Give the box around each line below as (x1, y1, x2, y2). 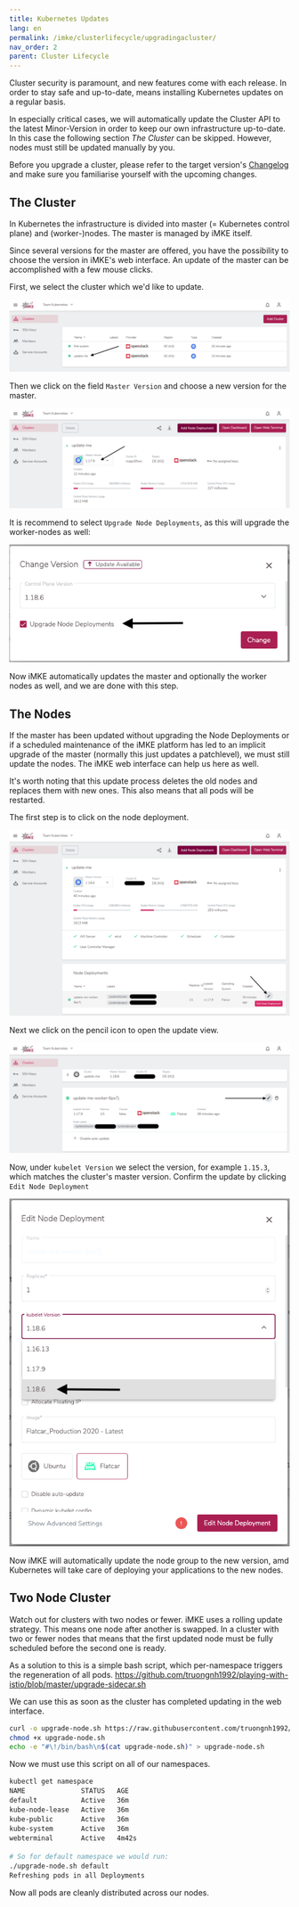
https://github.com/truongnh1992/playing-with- (115, 1669, 289, 1680)
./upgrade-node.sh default (9, 1862, 109, 1871)
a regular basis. (9, 96, 67, 107)
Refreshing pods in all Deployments (9, 1871, 145, 1880)
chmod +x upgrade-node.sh (9, 1733, 105, 1742)
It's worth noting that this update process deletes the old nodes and (9, 776, 258, 786)
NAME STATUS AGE (9, 1787, 129, 1796)
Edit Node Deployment (9, 1182, 90, 1192)
